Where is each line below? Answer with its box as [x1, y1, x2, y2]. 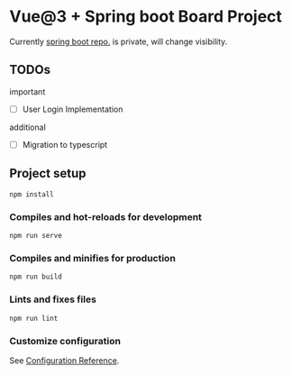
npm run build [9, 272, 63, 281]
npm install [9, 189, 54, 199]
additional [9, 122, 47, 133]
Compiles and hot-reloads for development [9, 210, 203, 223]
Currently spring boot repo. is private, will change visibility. [9, 36, 228, 47]
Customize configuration [9, 334, 122, 347]
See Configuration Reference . [9, 354, 120, 366]
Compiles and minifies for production [9, 252, 176, 264]
